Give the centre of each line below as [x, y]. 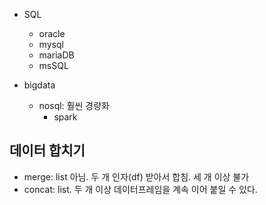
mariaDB [56, 55]
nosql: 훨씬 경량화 [74, 105]
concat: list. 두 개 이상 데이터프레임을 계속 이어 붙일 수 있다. [140, 189]
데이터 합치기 [47, 150]
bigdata [39, 85]
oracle [52, 33]
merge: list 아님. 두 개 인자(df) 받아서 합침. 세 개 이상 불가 [136, 176]
